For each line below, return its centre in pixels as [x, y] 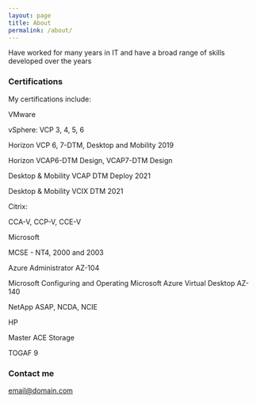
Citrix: [18, 206]
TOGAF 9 [23, 352]
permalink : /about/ [40, 30]
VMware [22, 114]
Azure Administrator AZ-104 [54, 268]
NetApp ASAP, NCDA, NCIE [53, 306]
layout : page [30, 15]
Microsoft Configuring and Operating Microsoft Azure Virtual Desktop [122, 283]
